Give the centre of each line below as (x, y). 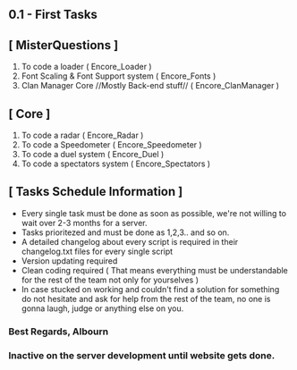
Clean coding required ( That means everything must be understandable (154, 270)
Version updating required (69, 261)
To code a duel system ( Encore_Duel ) (93, 155)
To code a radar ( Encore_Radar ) (82, 135)
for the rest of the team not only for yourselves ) (110, 280)
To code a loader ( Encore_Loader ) (87, 67)
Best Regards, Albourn (59, 332)
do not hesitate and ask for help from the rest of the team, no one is (146, 299)
